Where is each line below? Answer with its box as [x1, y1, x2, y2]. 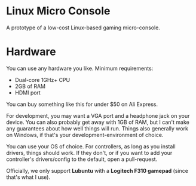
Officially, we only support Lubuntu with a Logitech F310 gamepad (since [6, 167, 188, 174]
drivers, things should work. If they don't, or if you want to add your [6, 149, 173, 156]
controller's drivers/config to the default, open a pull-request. [6, 155, 158, 163]
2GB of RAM [14, 83, 46, 90]
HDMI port [14, 89, 41, 96]
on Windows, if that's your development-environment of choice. [6, 131, 164, 138]
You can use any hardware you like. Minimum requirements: [6, 65, 154, 72]
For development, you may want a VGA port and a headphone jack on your [6, 112, 190, 119]
